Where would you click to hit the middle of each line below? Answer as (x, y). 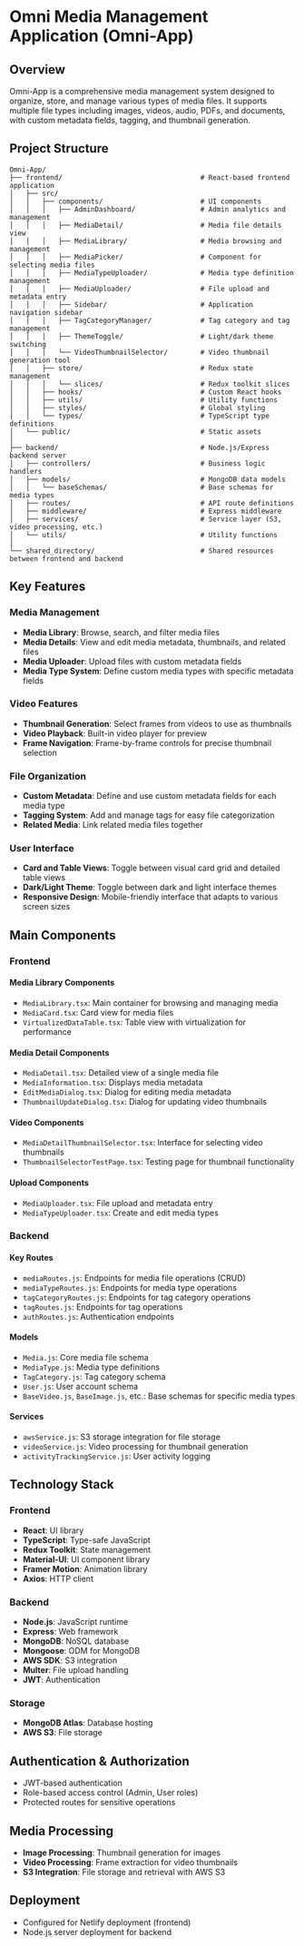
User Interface (42, 849)
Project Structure (59, 148)
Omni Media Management (109, 17)
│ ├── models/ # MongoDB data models (147, 479)
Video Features (44, 703)
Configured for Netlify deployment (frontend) (107, 1922)
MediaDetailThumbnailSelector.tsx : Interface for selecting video (142, 1143)
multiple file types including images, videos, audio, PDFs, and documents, (147, 110)
